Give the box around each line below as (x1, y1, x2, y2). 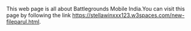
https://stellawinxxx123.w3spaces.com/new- (72, 12, 185, 19)
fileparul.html (6, 18, 40, 25)
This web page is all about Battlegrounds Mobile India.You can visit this (6, 5, 185, 12)
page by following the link (6, 12, 71, 19)
